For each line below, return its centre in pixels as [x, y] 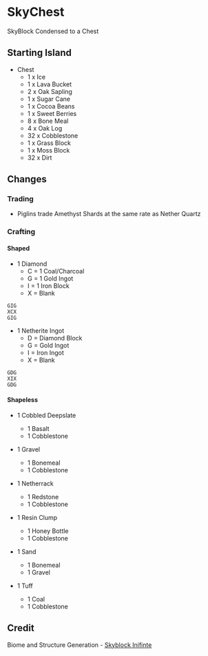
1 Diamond [32, 264]
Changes [27, 179]
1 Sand [27, 551]
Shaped [19, 248]
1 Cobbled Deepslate [46, 415]
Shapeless [22, 400]
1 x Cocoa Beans [51, 106]
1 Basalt [38, 428]
